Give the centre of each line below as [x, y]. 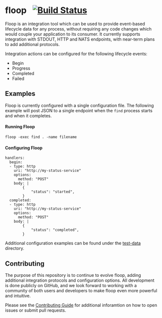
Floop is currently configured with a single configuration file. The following [80, 105]
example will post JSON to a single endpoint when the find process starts [79, 110]
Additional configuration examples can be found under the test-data [73, 243]
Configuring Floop [24, 148]
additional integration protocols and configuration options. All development [80, 280]
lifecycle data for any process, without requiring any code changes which [78, 29]
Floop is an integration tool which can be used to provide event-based [75, 24]
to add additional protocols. [32, 44]
